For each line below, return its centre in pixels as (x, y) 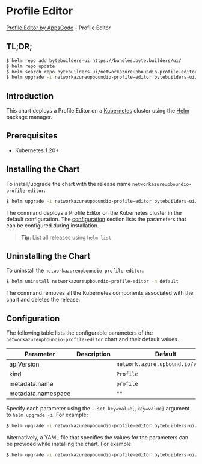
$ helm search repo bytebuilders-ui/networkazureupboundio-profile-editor (102, 72)
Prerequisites (32, 136)
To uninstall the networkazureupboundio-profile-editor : (75, 271)
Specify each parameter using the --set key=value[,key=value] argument (98, 409)
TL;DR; (20, 47)
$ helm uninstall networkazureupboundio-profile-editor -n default (93, 282)
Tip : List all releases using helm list (66, 237)
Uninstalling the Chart (48, 256)
